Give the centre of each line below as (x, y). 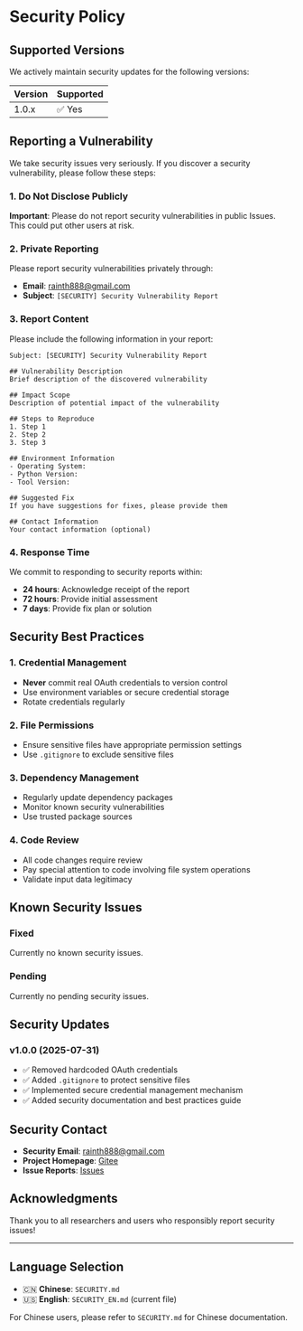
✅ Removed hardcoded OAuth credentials (100, 1070)
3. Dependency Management (74, 778)
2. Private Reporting (54, 249)
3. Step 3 (28, 442)
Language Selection (67, 1267)
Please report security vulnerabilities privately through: (111, 269)
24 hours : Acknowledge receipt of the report (106, 589)
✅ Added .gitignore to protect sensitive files (106, 1080)
